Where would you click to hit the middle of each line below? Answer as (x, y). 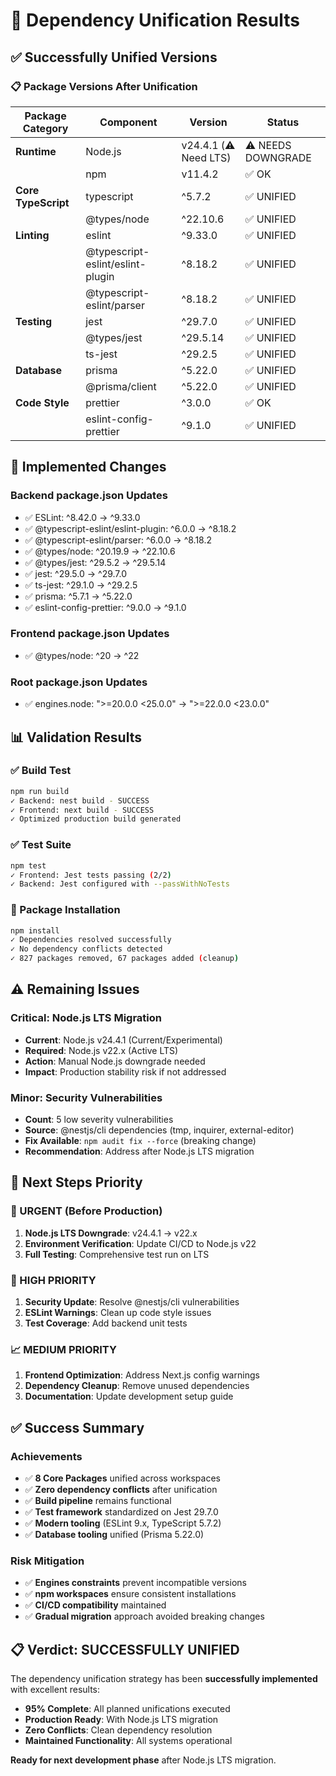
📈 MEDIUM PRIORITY (63, 1349)
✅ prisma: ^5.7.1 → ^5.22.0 (78, 596)
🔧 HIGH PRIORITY (53, 1280)
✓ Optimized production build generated (96, 819)
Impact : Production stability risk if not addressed (125, 1071)
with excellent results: (55, 1690)
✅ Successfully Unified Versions (114, 57)
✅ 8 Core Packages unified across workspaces (122, 1478)
